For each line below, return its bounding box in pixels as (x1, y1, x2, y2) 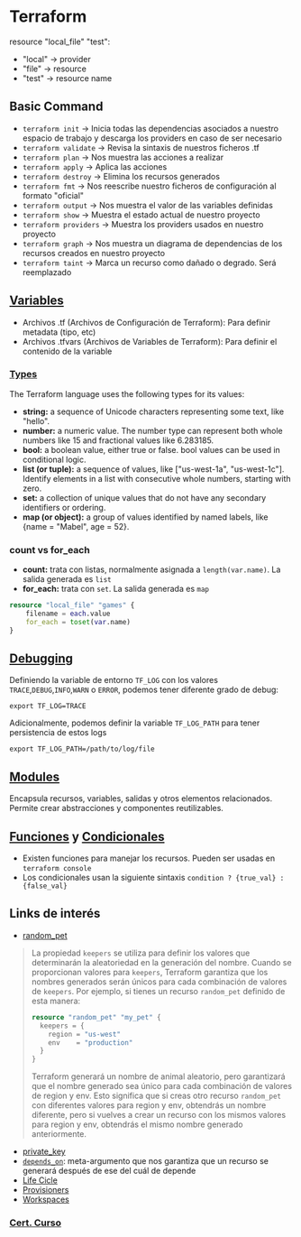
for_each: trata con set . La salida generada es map (22, 584, 210, 595)
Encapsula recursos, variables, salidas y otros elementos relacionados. (9, 793, 273, 804)
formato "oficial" (22, 189, 84, 200)
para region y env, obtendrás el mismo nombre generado (31, 1119, 243, 1130)
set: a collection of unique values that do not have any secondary (22, 492, 267, 503)
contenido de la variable (22, 346, 113, 356)
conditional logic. (22, 454, 87, 465)
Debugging (9, 651, 74, 667)
